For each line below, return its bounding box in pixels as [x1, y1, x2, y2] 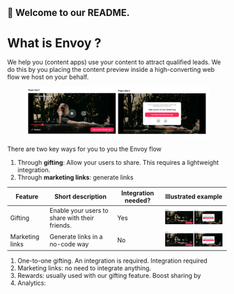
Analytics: [17, 279, 47, 287]
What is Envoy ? [7, 35, 102, 51]
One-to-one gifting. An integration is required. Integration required [17, 256, 208, 265]
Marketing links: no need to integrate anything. [17, 264, 152, 272]
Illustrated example [165, 193, 223, 201]
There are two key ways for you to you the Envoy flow [7, 145, 162, 154]
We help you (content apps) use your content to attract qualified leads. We [7, 58, 221, 66]
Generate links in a [49, 232, 103, 241]
